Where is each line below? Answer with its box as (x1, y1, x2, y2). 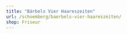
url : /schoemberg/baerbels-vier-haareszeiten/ (6, 14, 122, 20)
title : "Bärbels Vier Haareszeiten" (6, 8, 95, 14)
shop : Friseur (6, 19, 41, 25)
